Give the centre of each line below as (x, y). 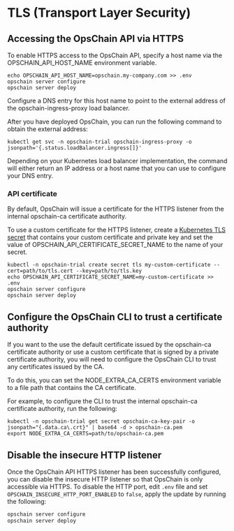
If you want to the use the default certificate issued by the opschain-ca (109, 345)
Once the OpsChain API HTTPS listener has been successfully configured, (114, 472)
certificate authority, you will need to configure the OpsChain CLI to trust (112, 359)
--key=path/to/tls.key (109, 271)
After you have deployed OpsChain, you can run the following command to (115, 121)
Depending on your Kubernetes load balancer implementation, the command (117, 161)
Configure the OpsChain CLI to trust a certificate (115, 316)
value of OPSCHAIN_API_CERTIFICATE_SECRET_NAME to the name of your (115, 245)
